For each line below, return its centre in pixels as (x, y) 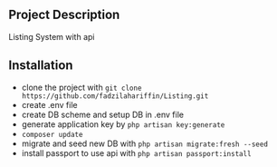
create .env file (49, 104)
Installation (41, 66)
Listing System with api (52, 36)
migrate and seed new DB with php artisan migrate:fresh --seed (145, 143)
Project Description (64, 15)
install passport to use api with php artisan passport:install (136, 152)
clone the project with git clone (81, 87)
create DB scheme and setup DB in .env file (103, 114)
